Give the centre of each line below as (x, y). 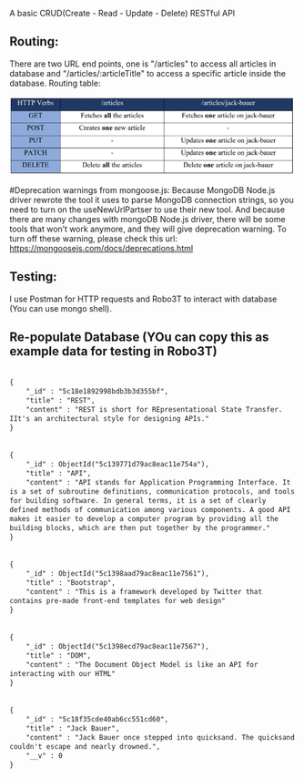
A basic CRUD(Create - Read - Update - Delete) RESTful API (122, 13)
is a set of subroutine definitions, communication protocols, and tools (152, 492)
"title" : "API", (59, 474)
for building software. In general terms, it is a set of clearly (138, 501)
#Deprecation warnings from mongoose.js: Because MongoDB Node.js (142, 189)
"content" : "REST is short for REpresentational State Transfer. (154, 410)
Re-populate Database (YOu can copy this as (139, 338)
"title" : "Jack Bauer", (73, 729)
